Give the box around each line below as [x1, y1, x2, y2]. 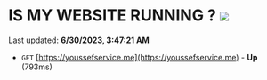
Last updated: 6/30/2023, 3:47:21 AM [8, 35, 150, 45]
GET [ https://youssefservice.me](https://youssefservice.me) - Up [20, 52, 258, 62]
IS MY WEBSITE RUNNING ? [8, 5, 217, 26]
